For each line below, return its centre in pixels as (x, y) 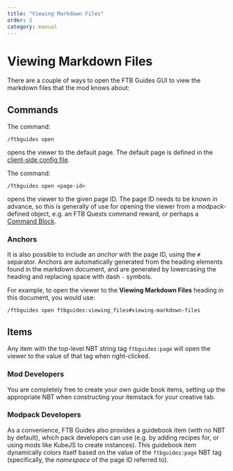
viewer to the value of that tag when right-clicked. (79, 356)
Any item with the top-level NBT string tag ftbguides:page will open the (109, 349)
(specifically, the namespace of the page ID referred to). (88, 459)
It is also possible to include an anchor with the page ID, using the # (104, 255)
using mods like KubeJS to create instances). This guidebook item (102, 444)
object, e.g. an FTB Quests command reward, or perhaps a (115, 214)
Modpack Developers (44, 414)
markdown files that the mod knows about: (69, 88)
